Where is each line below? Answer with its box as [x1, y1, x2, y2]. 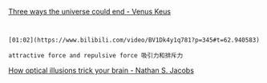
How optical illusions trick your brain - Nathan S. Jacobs [8, 65, 195, 75]
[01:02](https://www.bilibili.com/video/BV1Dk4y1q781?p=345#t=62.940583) [8, 36, 261, 44]
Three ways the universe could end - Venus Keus [8, 7, 171, 16]
